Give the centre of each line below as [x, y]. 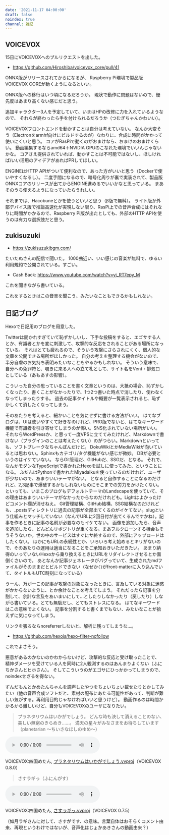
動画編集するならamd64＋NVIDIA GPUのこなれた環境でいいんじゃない [88, 148]
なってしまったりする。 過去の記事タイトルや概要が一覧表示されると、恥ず [83, 398]
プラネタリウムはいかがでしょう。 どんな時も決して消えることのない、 [91, 716]
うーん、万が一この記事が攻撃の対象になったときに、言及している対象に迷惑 [85, 584]
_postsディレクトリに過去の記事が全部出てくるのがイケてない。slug [84, 510]
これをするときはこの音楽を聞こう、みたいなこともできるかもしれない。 [80, 296]
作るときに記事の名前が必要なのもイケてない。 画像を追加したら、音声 [88, 522]
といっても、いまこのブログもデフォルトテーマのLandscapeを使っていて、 [82, 491]
